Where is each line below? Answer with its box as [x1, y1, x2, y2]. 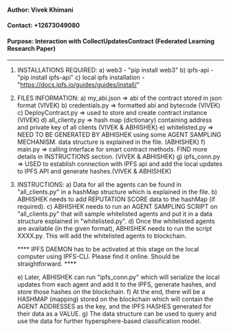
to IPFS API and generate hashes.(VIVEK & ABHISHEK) [16, 167, 172, 176]
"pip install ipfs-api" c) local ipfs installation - [16, 73, 145, 82]
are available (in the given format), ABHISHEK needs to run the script [16, 225, 212, 233]
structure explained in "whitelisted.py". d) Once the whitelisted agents [16, 217, 215, 225]
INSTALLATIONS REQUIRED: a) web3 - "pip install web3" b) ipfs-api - [16, 66, 214, 74]
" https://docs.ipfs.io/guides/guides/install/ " [16, 81, 140, 89]
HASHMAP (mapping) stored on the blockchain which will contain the [16, 295, 214, 303]
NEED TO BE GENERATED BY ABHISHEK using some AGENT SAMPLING [16, 131, 221, 139]
